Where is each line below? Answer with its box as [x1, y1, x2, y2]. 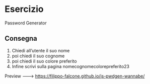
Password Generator [4, 20, 47, 26]
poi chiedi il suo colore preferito [11, 58, 77, 64]
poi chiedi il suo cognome [11, 53, 65, 59]
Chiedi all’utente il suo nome [11, 47, 70, 53]
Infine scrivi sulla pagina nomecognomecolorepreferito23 [11, 63, 130, 69]
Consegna [4, 34, 38, 43]
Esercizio [4, 3, 44, 15]
